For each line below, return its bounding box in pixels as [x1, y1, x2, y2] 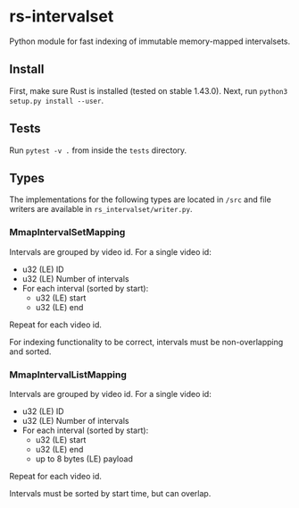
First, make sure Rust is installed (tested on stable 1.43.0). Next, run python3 [9, 85, 288, 96]
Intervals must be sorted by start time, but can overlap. [9, 487, 212, 498]
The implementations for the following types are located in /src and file [9, 194, 272, 205]
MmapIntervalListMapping [9, 368, 128, 381]
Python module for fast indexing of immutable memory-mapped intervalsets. [9, 36, 291, 47]
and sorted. [9, 346, 52, 357]
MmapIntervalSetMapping [9, 226, 126, 239]
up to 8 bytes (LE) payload [35, 453, 134, 464]
